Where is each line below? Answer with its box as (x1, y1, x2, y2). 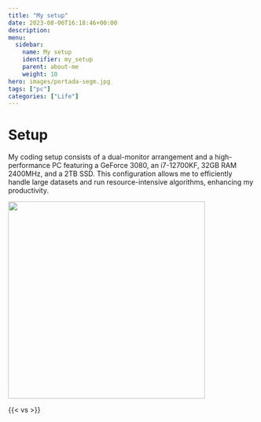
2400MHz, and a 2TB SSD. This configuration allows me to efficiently (8, 169, 233, 178)
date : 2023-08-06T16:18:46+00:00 (8, 19, 118, 27)
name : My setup (22, 48, 72, 56)
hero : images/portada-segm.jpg (8, 77, 111, 85)
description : (8, 26, 51, 34)
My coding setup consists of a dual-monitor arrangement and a (8, 152, 214, 162)
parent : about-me (22, 63, 79, 71)
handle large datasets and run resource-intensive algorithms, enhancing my (8, 177, 254, 187)
